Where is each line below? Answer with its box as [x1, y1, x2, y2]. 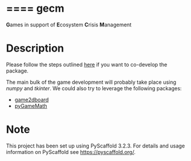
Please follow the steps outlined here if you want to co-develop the [6, 61, 168, 68]
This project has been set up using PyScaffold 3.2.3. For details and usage [6, 142, 185, 149]
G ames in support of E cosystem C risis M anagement [6, 21, 132, 28]
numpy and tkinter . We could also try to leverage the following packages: [6, 84, 182, 92]
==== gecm [6, 2, 65, 15]
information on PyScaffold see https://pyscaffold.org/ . [6, 148, 136, 155]
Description [6, 42, 64, 55]
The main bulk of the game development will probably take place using [6, 78, 176, 85]
